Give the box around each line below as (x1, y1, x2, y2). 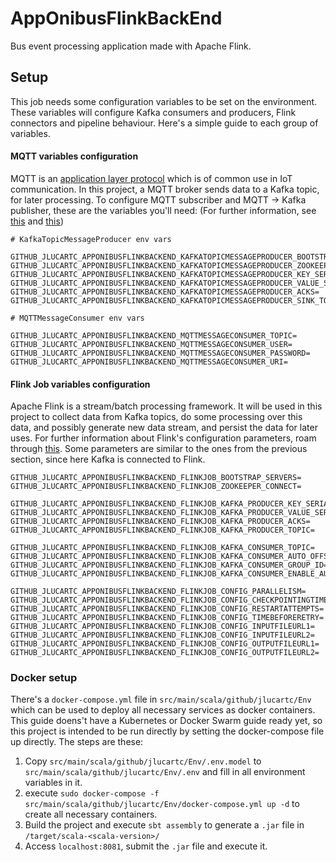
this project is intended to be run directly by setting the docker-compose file (10, 725, 325, 737)
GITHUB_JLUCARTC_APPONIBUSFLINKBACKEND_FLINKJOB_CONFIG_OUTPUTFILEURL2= (10, 648, 320, 658)
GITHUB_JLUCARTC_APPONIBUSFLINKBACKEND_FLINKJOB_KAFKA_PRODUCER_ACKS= (10, 517, 311, 527)
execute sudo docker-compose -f (24, 787, 160, 799)
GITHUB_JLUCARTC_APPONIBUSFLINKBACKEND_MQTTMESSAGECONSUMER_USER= (10, 339, 293, 349)
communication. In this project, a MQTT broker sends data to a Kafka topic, (10, 183, 320, 195)
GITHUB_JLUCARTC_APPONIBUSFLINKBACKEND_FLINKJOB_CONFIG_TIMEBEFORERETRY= (10, 613, 325, 623)
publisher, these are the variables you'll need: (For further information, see (10, 204, 317, 216)
